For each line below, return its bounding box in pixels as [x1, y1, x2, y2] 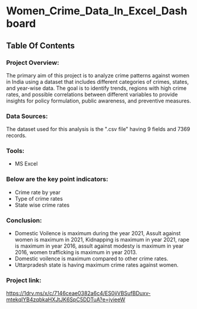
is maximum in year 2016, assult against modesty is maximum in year [14, 242, 184, 249]
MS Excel [14, 160, 38, 167]
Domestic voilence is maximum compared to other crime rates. [14, 255, 169, 263]
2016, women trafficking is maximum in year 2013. [14, 249, 138, 256]
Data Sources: [6, 112, 48, 120]
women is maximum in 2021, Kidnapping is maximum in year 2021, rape [14, 236, 190, 244]
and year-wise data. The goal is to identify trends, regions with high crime [6, 85, 187, 92]
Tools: [6, 147, 25, 155]
